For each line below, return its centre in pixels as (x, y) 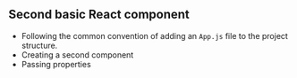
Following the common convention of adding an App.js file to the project (154, 35)
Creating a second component (77, 55)
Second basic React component (99, 15)
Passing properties (56, 64)
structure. (39, 45)
